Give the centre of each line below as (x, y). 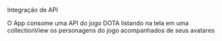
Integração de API (33, 10)
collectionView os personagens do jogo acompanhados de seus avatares (111, 30)
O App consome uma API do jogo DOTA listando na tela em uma (98, 23)
